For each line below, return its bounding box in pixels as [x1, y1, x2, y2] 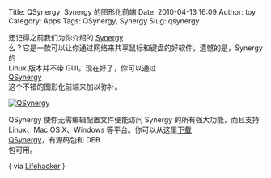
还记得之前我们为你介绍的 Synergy [8, 33, 124, 42]
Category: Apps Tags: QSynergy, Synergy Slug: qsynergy [8, 16, 200, 26]
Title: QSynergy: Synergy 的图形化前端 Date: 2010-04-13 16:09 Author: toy [8, 7, 256, 16]
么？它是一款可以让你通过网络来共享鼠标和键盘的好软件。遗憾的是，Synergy [8, 43, 263, 53]
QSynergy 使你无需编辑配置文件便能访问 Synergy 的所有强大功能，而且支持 [8, 115, 260, 124]
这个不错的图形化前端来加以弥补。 [8, 82, 122, 91]
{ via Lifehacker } [8, 161, 66, 171]
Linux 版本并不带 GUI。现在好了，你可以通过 [8, 63, 156, 73]
